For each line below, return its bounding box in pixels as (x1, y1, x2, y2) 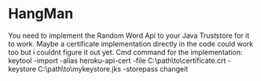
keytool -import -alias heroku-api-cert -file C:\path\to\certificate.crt (8, 56, 226, 65)
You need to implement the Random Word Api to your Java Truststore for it (8, 31, 250, 40)
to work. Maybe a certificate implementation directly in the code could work (8, 39, 254, 48)
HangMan (8, 5, 74, 23)
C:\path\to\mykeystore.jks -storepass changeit (38, 64, 189, 73)
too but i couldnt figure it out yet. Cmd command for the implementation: (8, 47, 243, 57)
